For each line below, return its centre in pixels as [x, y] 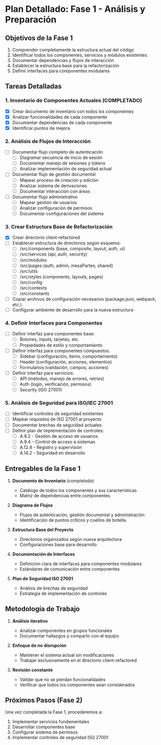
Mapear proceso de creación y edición [59, 180]
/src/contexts [33, 288]
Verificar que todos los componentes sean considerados [77, 685]
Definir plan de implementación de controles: [58, 430]
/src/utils [29, 271]
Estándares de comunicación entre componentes [70, 569]
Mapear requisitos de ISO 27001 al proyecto [57, 419]
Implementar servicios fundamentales [51, 722]
